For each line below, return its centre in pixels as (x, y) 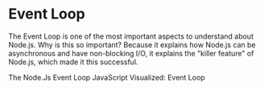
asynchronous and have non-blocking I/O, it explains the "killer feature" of (131, 53)
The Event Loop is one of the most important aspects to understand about (131, 36)
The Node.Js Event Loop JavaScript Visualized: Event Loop (107, 77)
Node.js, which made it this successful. (73, 62)
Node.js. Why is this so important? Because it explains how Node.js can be (132, 44)
